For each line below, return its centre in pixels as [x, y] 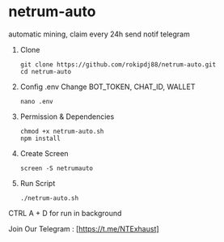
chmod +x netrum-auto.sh [62, 131]
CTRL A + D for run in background [65, 213]
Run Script [38, 183]
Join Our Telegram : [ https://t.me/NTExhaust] [84, 228]
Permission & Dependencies [67, 117]
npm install [40, 138]
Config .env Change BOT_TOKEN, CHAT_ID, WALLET [108, 87]
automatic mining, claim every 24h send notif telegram [99, 34]
